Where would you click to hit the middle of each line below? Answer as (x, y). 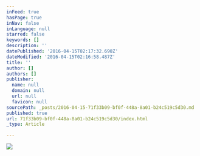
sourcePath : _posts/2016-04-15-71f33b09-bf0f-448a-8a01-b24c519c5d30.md (100, 107)
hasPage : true (24, 18)
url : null (24, 96)
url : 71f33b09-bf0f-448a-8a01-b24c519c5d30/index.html (77, 119)
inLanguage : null (28, 29)
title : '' (19, 62)
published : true (27, 113)
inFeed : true (23, 12)
